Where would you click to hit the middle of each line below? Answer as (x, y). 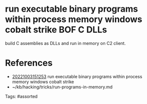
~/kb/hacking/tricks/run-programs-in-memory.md (62, 87)
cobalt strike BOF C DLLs (56, 30)
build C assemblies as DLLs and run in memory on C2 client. (65, 43)
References (29, 63)
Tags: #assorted (21, 96)
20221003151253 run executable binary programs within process (77, 76)
